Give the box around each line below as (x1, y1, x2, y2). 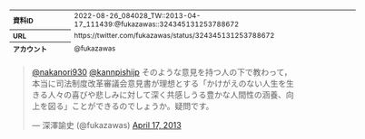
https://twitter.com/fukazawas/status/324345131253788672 (74, 31, 275, 41)
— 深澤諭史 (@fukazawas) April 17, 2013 (31, 120, 182, 130)
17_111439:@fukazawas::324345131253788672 (74, 19, 240, 29)
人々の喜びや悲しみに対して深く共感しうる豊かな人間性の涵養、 (47, 89, 287, 100)
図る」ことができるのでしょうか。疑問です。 (47, 101, 214, 111)
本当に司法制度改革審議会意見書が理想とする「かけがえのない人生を (31, 79, 287, 88)
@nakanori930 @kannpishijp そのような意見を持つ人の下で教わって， (31, 67, 292, 78)
